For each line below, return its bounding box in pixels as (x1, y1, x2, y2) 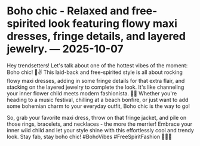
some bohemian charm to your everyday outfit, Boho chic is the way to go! (7, 102, 190, 110)
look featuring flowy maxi (48, 17, 178, 30)
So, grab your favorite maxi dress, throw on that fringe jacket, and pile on (7, 114, 187, 121)
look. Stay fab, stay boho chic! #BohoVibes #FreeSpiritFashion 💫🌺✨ (7, 133, 172, 140)
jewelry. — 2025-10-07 (7, 42, 124, 56)
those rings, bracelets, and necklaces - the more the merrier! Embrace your (7, 120, 193, 128)
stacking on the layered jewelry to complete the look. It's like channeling (7, 83, 184, 91)
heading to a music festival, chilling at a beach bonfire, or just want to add (7, 96, 189, 103)
